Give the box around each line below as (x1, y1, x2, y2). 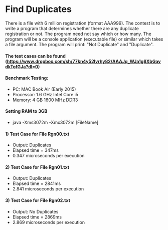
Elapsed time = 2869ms (12, 214, 62, 220)
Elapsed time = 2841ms (12, 180, 61, 186)
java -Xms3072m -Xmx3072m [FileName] (12, 119, 99, 125)
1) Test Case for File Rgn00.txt (5, 131, 70, 137)
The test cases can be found (5, 53, 66, 59)
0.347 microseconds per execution (12, 153, 85, 159)
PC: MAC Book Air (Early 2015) (12, 86, 76, 92)
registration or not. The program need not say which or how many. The (5, 31, 151, 37)
